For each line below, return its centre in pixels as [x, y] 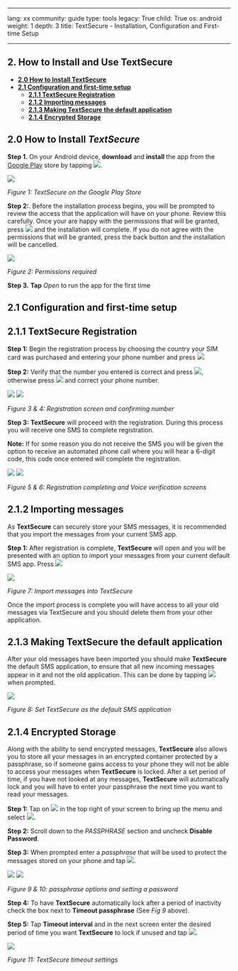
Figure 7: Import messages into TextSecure [70, 591]
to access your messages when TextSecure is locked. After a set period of [117, 772]
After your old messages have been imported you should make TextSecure [117, 659]
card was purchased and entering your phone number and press [102, 357]
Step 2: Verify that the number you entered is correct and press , [106, 372]
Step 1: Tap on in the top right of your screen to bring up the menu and [115, 809]
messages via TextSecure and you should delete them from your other [110, 612]
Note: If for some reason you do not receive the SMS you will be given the [115, 444]
